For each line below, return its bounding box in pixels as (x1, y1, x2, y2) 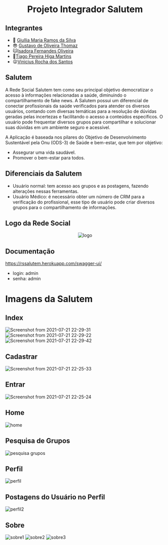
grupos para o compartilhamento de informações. (12, 204, 116, 211)
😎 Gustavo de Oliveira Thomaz (12, 43, 78, 49)
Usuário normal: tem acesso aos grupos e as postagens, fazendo (12, 183, 149, 189)
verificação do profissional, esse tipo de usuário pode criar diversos (12, 199, 155, 205)
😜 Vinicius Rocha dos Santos (12, 59, 73, 64)
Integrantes (5, 24, 43, 32)
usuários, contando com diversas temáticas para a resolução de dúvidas (5, 108, 157, 114)
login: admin (12, 270, 39, 276)
